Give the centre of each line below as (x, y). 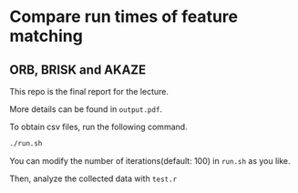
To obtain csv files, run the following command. (99, 127)
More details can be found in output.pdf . (86, 109)
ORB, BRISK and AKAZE (78, 70)
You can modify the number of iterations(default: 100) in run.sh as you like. (150, 160)
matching (46, 36)
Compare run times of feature (124, 17)
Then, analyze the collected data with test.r (93, 178)
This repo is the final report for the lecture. (89, 91)
